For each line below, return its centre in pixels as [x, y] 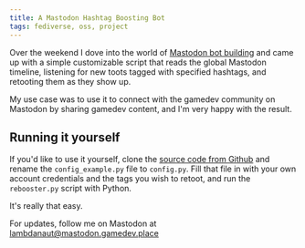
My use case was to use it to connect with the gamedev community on [142, 99]
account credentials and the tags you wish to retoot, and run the [130, 179]
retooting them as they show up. [70, 81]
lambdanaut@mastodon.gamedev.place [84, 233]
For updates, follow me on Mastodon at [83, 223]
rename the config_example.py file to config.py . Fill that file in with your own [153, 169]
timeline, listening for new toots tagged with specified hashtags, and [138, 72]
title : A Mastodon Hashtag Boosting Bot [88, 18]
